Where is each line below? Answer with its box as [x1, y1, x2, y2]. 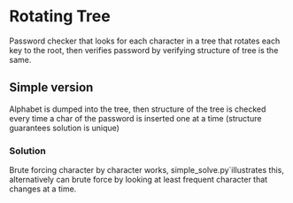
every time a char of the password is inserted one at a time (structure [9, 113, 262, 123]
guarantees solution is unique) [9, 122, 120, 133]
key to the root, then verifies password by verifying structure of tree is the [9, 44, 279, 55]
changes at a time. [9, 183, 77, 194]
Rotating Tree [9, 6, 111, 27]
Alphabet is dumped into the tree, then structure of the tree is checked [9, 104, 266, 114]
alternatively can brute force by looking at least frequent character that [9, 175, 268, 185]
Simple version [9, 80, 94, 95]
